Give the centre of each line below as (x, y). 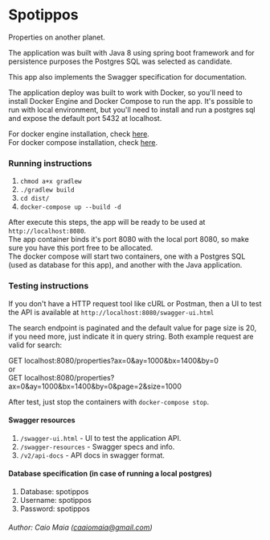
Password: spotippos (55, 509)
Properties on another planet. (57, 37)
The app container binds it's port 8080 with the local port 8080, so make (129, 239)
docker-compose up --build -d (71, 207)
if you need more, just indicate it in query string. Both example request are (131, 336)
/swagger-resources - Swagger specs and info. (97, 447)
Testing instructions (49, 286)
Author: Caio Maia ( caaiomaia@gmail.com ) (80, 527)
